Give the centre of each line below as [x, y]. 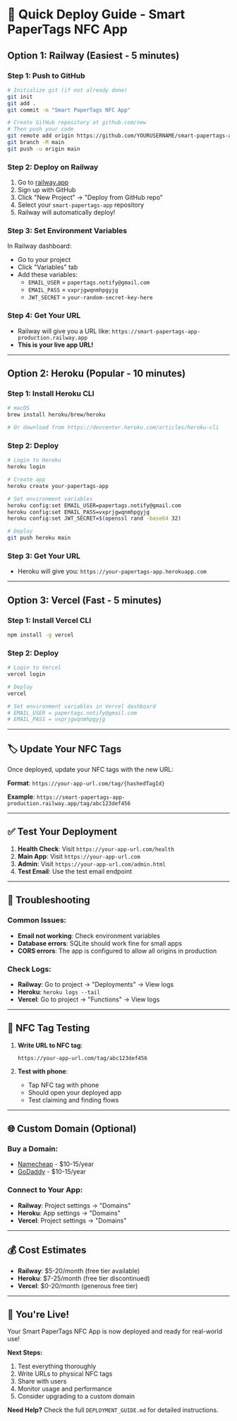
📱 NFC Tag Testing [49, 1028]
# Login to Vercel [34, 668]
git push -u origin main [44, 149]
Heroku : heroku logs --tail [59, 992]
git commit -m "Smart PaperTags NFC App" [69, 110]
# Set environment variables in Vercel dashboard [82, 706]
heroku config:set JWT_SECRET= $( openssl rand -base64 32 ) [94, 518]
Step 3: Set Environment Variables [67, 230]
